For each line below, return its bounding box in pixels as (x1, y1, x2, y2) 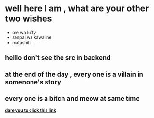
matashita (12, 39, 32, 45)
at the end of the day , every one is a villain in (5, 70, 144, 78)
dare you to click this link (5, 107, 57, 113)
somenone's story (5, 78, 62, 86)
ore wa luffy (12, 29, 36, 35)
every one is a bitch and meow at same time (5, 94, 140, 102)
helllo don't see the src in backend (5, 54, 111, 62)
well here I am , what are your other (5, 3, 149, 14)
